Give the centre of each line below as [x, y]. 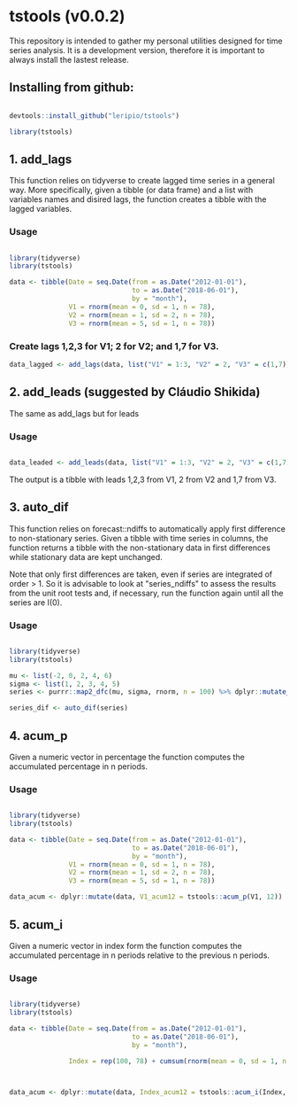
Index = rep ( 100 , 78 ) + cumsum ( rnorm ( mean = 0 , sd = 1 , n [178, 1061]
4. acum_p [38, 736]
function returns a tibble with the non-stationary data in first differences [140, 548]
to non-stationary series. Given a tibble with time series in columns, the [139, 538]
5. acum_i [36, 925]
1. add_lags [41, 159]
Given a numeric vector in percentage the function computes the [127, 757]
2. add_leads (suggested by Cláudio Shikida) [135, 392]
